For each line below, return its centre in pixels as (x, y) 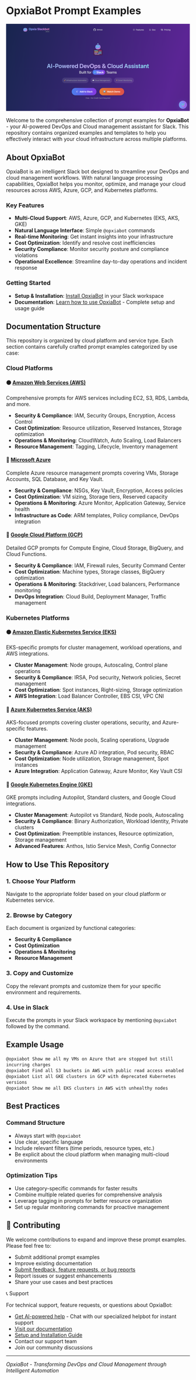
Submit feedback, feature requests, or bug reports (75, 1269)
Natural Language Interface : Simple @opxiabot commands (85, 231)
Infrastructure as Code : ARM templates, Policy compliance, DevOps (97, 515)
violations (26, 255)
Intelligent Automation (33, 1370)
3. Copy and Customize (40, 973)
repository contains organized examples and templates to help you (86, 133)
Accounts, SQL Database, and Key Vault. (55, 479)
